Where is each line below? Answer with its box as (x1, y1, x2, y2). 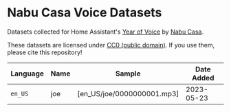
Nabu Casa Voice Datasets (7, 5, 162, 21)
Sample (115, 69, 141, 78)
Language (10, 69, 45, 78)
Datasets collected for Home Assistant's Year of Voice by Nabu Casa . (7, 27, 204, 36)
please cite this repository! (7, 48, 82, 56)
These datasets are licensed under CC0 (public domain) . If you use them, (7, 41, 215, 49)
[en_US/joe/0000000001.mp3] (76, 89, 179, 98)
